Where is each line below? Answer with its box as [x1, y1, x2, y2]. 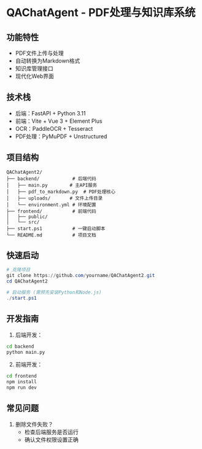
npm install [6, 379, 37, 385]
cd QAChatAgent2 [6, 278, 48, 284]
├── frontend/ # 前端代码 [6, 208, 96, 214]
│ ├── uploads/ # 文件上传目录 [6, 195, 103, 201]
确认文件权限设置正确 [24, 435, 79, 443]
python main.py [6, 349, 45, 355]
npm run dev [6, 385, 37, 391]
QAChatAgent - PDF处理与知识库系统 [6, 6, 196, 20]
